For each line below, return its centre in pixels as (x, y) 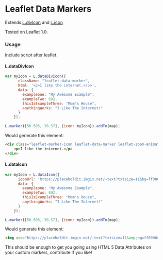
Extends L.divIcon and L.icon (34, 22)
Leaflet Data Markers (48, 9)
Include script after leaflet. (31, 55)
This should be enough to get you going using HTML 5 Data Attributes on (78, 247)
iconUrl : (27, 179)
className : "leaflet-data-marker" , (54, 81)
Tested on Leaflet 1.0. (26, 32)
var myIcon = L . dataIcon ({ (32, 174)
